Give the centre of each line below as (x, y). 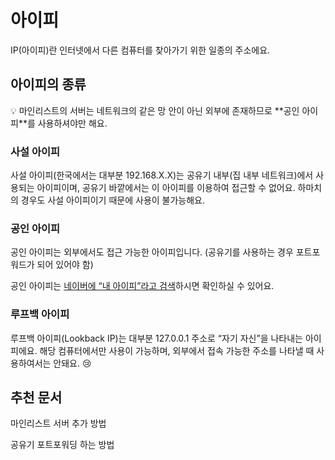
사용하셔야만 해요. (72, 123)
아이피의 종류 (48, 84)
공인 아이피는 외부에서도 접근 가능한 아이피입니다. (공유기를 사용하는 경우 (152, 252)
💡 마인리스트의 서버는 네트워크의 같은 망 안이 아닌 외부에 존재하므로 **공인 (155, 110)
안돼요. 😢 (72, 363)
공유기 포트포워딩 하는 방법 (62, 445)
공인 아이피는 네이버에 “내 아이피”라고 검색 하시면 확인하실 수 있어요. (142, 286)
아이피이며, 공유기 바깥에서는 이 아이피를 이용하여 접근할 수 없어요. (166, 188)
